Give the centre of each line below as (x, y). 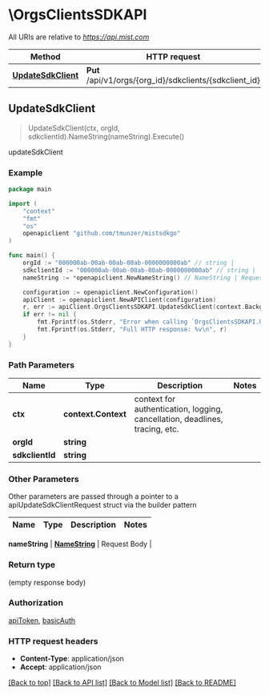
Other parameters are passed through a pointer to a (93, 496)
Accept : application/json (60, 667)
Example (26, 172)
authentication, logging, (179, 408)
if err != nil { (50, 315)
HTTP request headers (53, 641)
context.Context (95, 414)
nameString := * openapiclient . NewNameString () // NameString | (130, 278)
